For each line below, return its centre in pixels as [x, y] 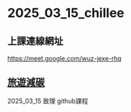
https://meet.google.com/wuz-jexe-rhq [64, 58]
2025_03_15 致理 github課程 [48, 101]
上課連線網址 [35, 41]
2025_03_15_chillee [66, 13]
